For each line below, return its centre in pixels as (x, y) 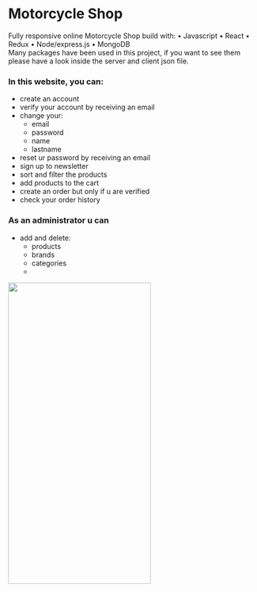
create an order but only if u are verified (85, 192)
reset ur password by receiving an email (85, 158)
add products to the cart (59, 183)
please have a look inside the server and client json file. (98, 61)
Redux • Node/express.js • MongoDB (69, 44)
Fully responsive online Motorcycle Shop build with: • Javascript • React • (129, 36)
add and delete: (45, 238)
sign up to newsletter (54, 166)
